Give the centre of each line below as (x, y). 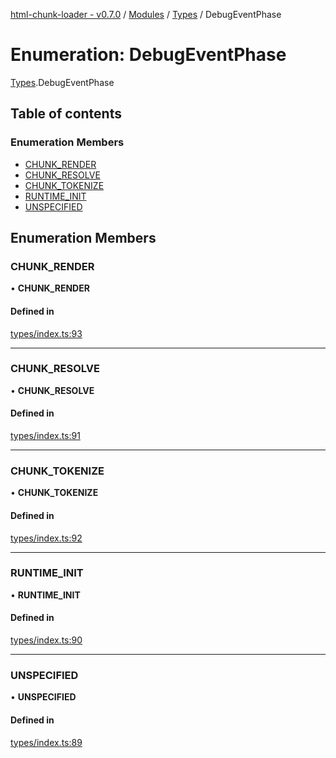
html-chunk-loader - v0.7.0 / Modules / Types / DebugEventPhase (146, 14)
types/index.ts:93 (46, 333)
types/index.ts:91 (45, 436)
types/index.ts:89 (46, 742)
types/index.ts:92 (46, 538)
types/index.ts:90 (46, 640)
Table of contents (66, 114)
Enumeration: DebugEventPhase (148, 55)
